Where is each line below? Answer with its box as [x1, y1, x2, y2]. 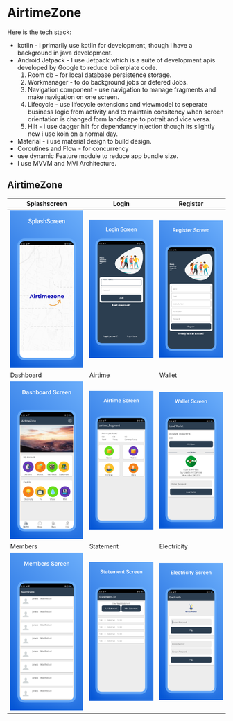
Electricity [159, 542, 189, 550]
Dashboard [10, 371, 42, 379]
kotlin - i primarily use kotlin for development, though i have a [17, 41, 193, 49]
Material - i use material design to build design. [17, 137, 152, 145]
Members [10, 542, 38, 550]
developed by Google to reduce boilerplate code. [17, 63, 158, 71]
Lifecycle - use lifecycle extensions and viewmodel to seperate [27, 100, 208, 108]
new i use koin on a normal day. [27, 130, 119, 138]
